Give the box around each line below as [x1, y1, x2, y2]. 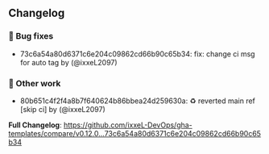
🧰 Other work [8, 77, 61, 89]
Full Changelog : [8, 120, 62, 130]
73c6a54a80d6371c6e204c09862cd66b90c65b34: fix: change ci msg [19, 48, 255, 59]
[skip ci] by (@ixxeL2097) [19, 104, 106, 114]
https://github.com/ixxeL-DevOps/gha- [63, 120, 193, 130]
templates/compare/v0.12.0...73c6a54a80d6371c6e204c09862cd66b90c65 [8, 128, 262, 138]
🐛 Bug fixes [8, 31, 54, 42]
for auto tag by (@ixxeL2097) [19, 57, 118, 67]
